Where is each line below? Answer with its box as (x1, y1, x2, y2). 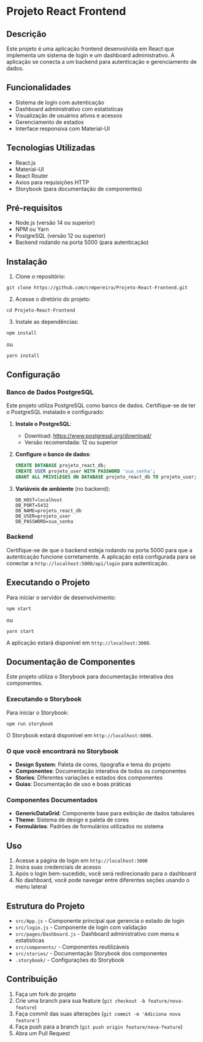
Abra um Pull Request (15, 1029, 71, 1036)
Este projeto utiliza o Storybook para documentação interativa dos (6, 673, 174, 680)
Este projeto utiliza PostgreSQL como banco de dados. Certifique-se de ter (6, 401, 196, 409)
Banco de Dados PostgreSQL (6, 388, 94, 396)
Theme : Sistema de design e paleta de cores (15, 816, 129, 824)
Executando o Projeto (6, 578, 90, 588)
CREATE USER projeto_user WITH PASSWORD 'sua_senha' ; (15, 468, 156, 474)
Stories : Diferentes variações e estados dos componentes (15, 774, 163, 781)
